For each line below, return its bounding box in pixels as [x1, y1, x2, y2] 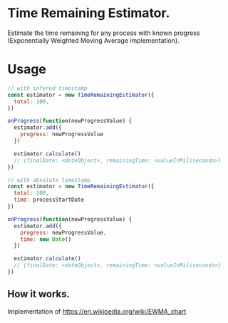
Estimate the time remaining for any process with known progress [7, 29, 200, 37]
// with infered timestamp [7, 84, 88, 92]
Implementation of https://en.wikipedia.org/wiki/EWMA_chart [7, 307, 187, 315]
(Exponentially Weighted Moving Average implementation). [7, 36, 180, 44]
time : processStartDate [14, 196, 84, 204]
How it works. [7, 288, 70, 300]
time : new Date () [20, 235, 72, 243]
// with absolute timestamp [7, 176, 91, 183]
